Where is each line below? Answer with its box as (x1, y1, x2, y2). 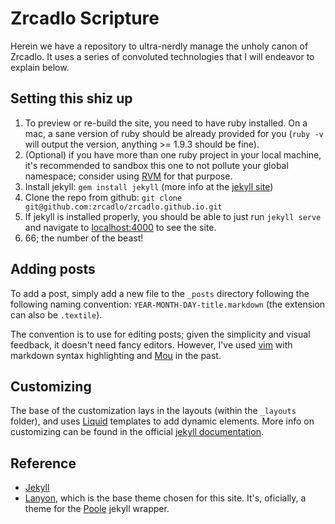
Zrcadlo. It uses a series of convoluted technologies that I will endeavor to (10, 50, 315, 62)
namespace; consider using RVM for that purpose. (24, 170, 233, 182)
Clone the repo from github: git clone (24, 191, 183, 203)
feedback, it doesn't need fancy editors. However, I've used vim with (10, 338, 293, 351)
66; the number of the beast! (24, 232, 144, 244)
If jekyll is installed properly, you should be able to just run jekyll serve (24, 210, 322, 222)
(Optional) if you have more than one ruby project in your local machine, (24, 148, 322, 161)
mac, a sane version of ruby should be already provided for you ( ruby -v (24, 127, 324, 139)
